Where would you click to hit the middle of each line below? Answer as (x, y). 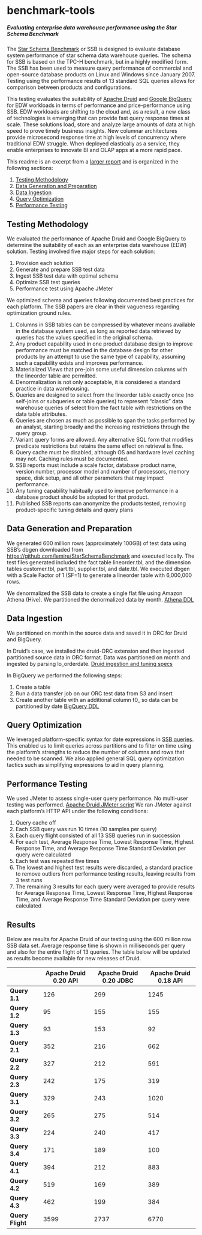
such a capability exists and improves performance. (79, 363)
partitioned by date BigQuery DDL (57, 706)
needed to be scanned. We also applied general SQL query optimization (96, 758)
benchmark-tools (51, 11)
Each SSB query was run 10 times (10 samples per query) (86, 829)
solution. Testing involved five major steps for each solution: (81, 251)
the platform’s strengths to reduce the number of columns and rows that (96, 752)
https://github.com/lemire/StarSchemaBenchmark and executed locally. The (101, 556)
